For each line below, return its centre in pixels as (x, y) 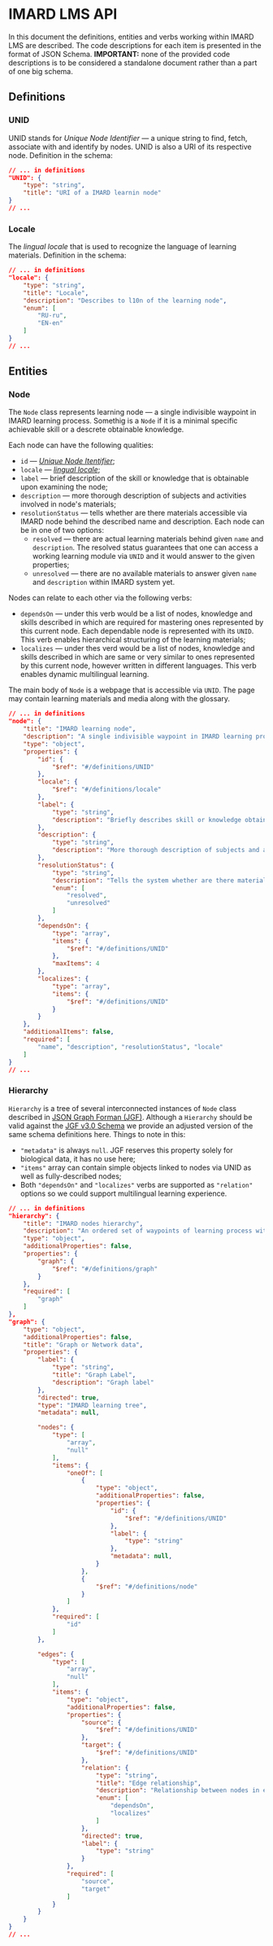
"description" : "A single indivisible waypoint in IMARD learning (138, 737)
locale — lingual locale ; (60, 470)
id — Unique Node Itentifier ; (67, 461)
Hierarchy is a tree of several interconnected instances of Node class (123, 1108)
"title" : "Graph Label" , (94, 1375)
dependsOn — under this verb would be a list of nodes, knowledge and (136, 614)
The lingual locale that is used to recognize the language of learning (123, 247)
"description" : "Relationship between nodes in (178, 1790)
